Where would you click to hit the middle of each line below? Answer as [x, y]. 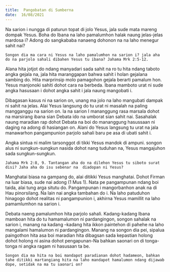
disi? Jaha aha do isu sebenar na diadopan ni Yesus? [64, 167]
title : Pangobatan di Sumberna [39, 10]
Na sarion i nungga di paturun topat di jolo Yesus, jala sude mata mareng [81, 29]
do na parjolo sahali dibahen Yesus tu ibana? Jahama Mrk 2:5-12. [77, 59]
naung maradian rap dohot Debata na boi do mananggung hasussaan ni [80, 122]
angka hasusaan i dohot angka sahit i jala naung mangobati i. [69, 90]
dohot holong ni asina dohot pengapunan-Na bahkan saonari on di [75, 240]
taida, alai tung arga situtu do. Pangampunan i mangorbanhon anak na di [81, 187]
